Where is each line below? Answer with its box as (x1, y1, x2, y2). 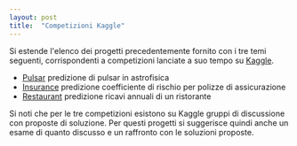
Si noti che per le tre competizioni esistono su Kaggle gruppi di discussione (9, 108, 285, 119)
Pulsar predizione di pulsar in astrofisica (21, 72, 170, 82)
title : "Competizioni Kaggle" (9, 21, 125, 30)
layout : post (9, 12, 58, 22)
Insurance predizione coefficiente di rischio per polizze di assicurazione (21, 81, 286, 92)
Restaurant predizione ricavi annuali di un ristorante (21, 90, 212, 102)
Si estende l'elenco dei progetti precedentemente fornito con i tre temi (9, 45, 267, 56)
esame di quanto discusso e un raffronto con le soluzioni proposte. (9, 127, 254, 137)
